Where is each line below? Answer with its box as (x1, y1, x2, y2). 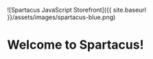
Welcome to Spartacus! (7, 37, 144, 53)
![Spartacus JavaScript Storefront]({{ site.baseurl (7, 6, 146, 14)
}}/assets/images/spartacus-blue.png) (7, 13, 116, 21)
